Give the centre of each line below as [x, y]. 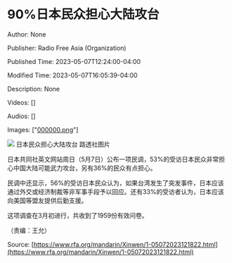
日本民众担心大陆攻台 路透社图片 [63, 144]
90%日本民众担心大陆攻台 [83, 14]
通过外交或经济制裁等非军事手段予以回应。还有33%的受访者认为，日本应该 [116, 191]
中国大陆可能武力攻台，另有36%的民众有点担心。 [85, 168]
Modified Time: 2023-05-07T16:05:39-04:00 [73, 75]
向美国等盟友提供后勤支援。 [47, 200]
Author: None [27, 34]
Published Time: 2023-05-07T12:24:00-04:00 [74, 61]
